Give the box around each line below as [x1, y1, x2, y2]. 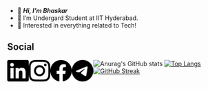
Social [7, 41, 34, 53]
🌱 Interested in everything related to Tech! [17, 21, 136, 29]
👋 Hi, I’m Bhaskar [17, 7, 68, 14]
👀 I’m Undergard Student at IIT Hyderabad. [17, 14, 139, 22]
